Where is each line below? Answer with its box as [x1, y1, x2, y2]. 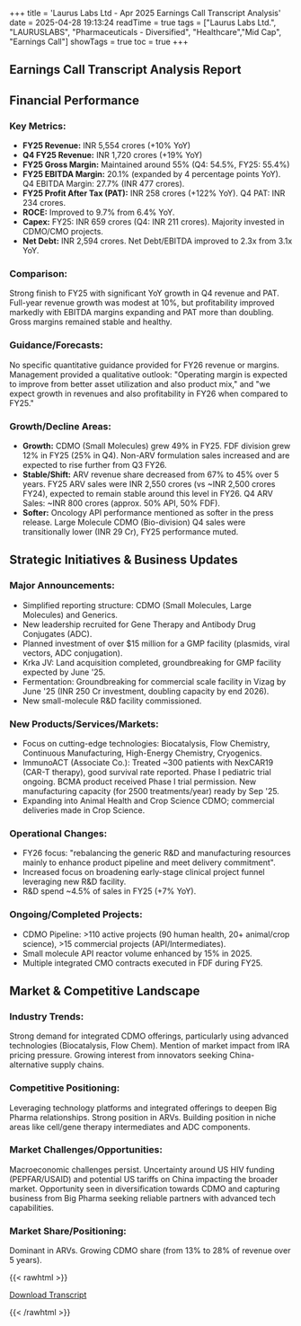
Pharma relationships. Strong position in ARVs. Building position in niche [9, 1111, 277, 1122]
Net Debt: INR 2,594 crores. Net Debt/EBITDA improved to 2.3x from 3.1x [22, 235, 293, 246]
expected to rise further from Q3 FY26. [22, 459, 168, 470]
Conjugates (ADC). [22, 628, 93, 639]
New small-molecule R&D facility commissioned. [22, 695, 202, 706]
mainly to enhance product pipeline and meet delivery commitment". [22, 857, 276, 868]
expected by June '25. [22, 667, 106, 677]
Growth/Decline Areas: [9, 420, 112, 432]
